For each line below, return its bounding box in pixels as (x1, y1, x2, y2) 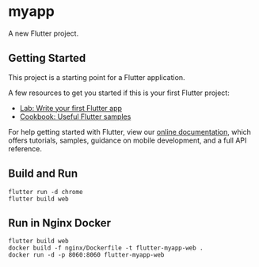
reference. (8, 143, 42, 153)
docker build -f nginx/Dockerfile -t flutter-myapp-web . (8, 244, 204, 252)
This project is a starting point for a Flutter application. (8, 72, 185, 82)
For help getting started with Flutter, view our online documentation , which (8, 127, 252, 136)
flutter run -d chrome (8, 188, 83, 196)
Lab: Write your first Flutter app (19, 103, 123, 113)
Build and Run (8, 167, 78, 181)
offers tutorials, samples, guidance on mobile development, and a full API (8, 135, 247, 145)
